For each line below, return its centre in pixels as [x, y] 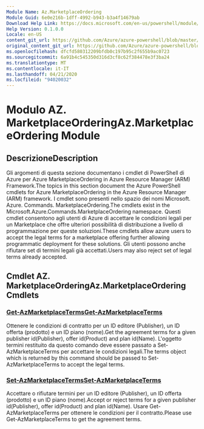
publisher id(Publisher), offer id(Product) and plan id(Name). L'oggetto [94, 338]
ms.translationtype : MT [36, 63]
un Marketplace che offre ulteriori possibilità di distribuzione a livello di [95, 225]
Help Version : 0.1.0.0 [35, 29]
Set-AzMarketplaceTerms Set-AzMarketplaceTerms [84, 380]
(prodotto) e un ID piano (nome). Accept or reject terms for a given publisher [101, 400]
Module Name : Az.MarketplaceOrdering [54, 12]
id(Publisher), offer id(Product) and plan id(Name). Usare [77, 406]
